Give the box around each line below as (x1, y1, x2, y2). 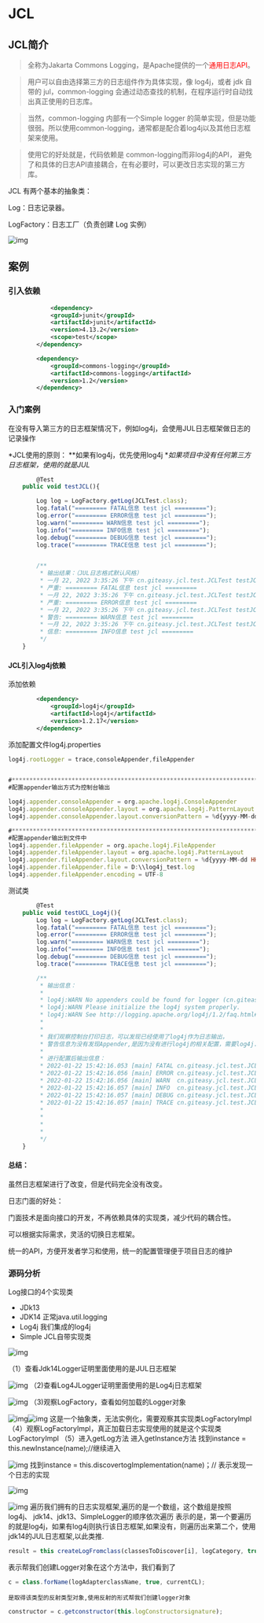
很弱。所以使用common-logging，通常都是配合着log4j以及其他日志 (27, 124, 244, 132)
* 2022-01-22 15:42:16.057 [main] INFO (39, 1083, 170, 1092)
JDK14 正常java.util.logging (19, 1312, 108, 1322)
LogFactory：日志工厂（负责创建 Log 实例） (8, 219, 151, 229)
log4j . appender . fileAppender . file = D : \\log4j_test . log (8, 863, 195, 872)
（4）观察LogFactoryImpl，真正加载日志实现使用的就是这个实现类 (8, 1424, 222, 1433)
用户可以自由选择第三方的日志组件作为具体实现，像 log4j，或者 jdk (27, 77, 244, 87)
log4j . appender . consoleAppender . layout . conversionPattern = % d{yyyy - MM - (8, 812, 251, 821)
